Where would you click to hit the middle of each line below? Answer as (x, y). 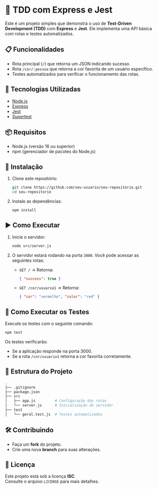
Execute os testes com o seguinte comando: (49, 324)
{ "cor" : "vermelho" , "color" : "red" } (59, 297)
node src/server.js (32, 246)
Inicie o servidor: (29, 237)
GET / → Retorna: (36, 270)
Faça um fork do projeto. (37, 444)
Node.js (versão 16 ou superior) (43, 146)
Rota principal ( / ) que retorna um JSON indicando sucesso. (71, 64)
